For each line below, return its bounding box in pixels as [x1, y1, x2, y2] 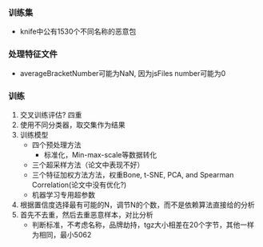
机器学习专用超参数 [31, 189, 96, 199]
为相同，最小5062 [31, 229, 92, 239]
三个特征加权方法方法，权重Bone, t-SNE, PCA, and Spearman [31, 169, 234, 179]
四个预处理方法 [31, 140, 82, 149]
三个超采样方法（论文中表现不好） [31, 160, 145, 169]
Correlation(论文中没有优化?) [31, 180, 127, 189]
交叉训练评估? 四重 [19, 110, 82, 119]
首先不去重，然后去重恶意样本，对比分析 [19, 209, 153, 219]
